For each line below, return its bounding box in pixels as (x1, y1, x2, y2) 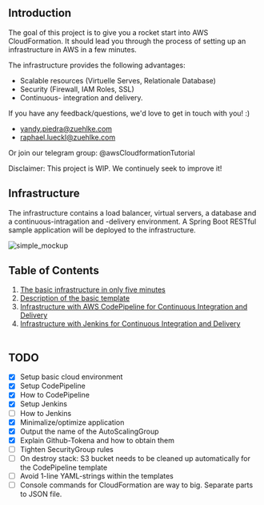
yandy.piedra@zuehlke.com (19, 123, 113, 133)
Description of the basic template (19, 293, 130, 303)
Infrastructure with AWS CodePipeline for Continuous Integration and (19, 302, 248, 312)
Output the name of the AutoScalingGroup (19, 426, 159, 436)
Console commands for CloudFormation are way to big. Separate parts (19, 480, 254, 490)
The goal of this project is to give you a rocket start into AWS (8, 27, 209, 37)
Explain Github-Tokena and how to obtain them (19, 435, 174, 445)
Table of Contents (8, 264, 100, 277)
